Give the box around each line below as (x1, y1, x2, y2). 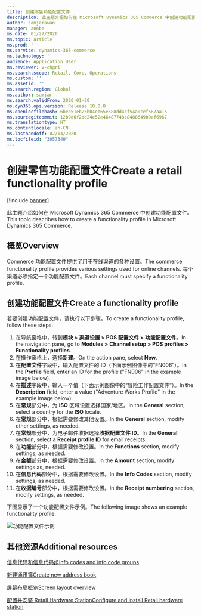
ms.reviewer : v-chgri (7, 64, 61, 70)
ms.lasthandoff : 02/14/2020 (7, 131, 77, 137)
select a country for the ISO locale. (15, 408, 101, 416)
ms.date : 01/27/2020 (7, 31, 58, 37)
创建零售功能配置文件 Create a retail (7, 163, 183, 177)
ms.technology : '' (7, 53, 52, 59)
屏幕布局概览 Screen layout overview (7, 584, 96, 591)
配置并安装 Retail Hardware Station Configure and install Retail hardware (7, 597, 183, 604)
